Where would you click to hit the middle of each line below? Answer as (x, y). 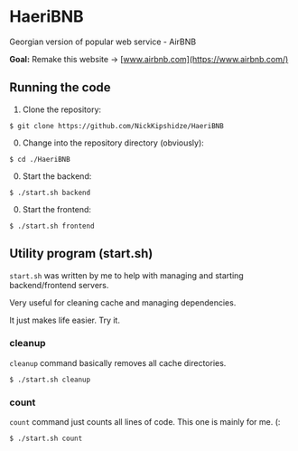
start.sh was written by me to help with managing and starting (126, 275)
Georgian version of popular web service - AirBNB (103, 42)
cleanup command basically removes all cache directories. (118, 362)
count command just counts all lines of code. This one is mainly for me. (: (145, 422)
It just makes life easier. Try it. (65, 320)
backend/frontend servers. (59, 285)
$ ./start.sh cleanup (50, 380)
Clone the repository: (62, 109)
